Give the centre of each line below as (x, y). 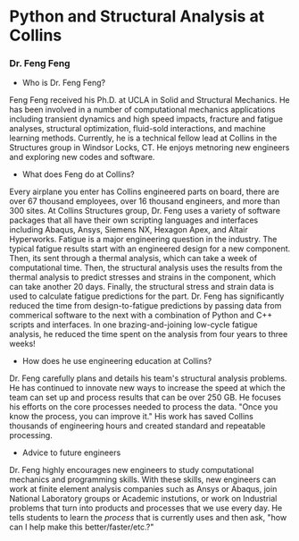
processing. (31, 435)
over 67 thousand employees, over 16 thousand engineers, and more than (145, 201)
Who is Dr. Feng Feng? (63, 83)
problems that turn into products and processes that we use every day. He (146, 508)
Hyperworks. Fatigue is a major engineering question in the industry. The (143, 240)
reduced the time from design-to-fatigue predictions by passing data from (145, 306)
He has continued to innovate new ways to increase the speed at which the (147, 388)
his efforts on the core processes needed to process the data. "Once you (144, 407)
